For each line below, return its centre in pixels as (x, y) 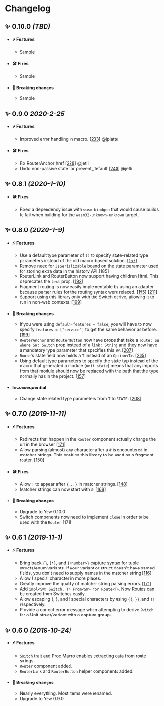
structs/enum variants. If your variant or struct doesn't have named (87, 568)
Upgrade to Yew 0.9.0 (41, 698)
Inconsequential (29, 387)
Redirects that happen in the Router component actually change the (88, 439)
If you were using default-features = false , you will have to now (85, 324)
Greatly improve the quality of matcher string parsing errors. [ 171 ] (85, 584)
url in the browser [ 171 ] (42, 444)
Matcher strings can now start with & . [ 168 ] (63, 489)
